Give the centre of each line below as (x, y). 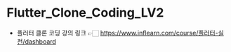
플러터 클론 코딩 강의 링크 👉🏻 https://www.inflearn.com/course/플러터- (117, 33)
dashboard (41, 41)
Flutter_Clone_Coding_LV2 (85, 13)
